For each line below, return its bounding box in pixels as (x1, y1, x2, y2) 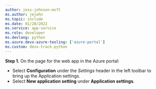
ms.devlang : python (5, 35, 46, 40)
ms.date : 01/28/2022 (5, 21, 48, 26)
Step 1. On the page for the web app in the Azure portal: (5, 58, 120, 64)
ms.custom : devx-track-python (5, 44, 68, 49)
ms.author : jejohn (5, 12, 43, 17)
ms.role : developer (5, 30, 46, 35)
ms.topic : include (5, 16, 43, 21)
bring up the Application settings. (12, 73, 81, 79)
